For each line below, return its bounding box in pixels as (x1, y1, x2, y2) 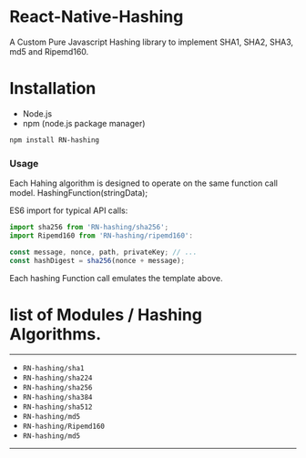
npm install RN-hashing (9, 135, 100, 145)
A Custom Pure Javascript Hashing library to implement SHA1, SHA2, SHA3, (9, 36, 294, 47)
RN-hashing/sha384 (22, 393, 93, 402)
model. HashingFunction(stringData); (9, 188, 148, 198)
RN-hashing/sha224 (22, 373, 93, 383)
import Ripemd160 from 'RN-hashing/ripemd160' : (9, 230, 194, 240)
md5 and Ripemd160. (9, 46, 89, 56)
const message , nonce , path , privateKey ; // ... (9, 248, 198, 257)
